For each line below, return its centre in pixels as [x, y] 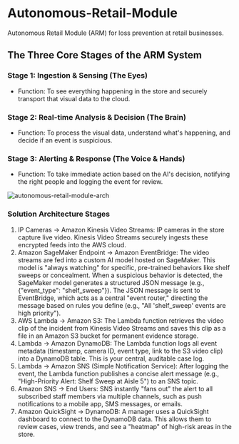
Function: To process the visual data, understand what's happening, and [124, 133]
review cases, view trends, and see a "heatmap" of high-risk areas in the [124, 426]
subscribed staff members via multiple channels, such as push [110, 396]
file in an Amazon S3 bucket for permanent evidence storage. [108, 336]
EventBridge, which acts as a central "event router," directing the [113, 298]
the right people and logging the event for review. [90, 182]
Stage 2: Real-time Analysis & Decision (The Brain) [97, 117]
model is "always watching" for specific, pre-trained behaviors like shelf [124, 267]
